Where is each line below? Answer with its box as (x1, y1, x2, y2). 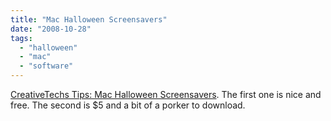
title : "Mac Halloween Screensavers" (10, 14, 168, 25)
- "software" (19, 61, 74, 71)
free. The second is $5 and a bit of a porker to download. (10, 99, 246, 111)
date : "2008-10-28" (10, 24, 92, 34)
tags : (10, 33, 33, 43)
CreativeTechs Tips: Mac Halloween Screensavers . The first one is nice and (10, 89, 322, 100)
